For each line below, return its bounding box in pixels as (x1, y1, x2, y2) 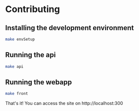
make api (5, 64, 24, 69)
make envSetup (5, 37, 35, 42)
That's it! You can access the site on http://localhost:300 (5, 100, 123, 106)
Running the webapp (5, 78, 72, 86)
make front (5, 91, 28, 96)
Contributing (5, 4, 60, 15)
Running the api (5, 51, 56, 59)
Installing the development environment (5, 24, 134, 32)
